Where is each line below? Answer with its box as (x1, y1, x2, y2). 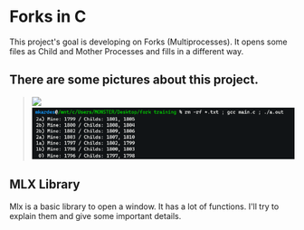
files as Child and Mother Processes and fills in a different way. (9, 45, 244, 56)
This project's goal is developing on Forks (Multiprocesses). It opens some (9, 36, 288, 47)
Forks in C (9, 6, 87, 27)
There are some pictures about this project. (9, 72, 260, 88)
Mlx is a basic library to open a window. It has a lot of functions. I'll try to (9, 201, 280, 212)
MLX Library (9, 177, 81, 192)
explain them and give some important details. (9, 210, 182, 221)
